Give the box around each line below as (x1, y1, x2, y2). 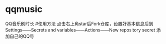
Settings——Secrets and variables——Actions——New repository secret (5, 26, 155, 33)
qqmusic (5, 3, 43, 15)
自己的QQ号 (9, 33, 34, 39)
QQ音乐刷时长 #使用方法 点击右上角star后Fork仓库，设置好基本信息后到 (5, 20, 153, 26)
